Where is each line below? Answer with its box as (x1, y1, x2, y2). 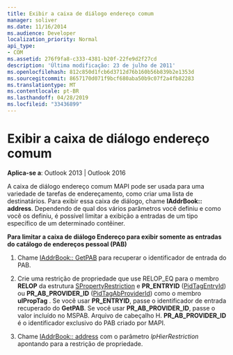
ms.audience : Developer (7, 29, 77, 37)
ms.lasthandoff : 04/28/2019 (7, 95, 89, 102)
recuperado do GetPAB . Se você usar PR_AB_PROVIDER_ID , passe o (17, 303, 216, 312)
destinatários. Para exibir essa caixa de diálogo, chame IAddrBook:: (7, 196, 203, 205)
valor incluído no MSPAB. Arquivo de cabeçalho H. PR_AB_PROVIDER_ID (17, 311, 227, 319)
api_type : (7, 42, 36, 49)
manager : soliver (7, 17, 58, 24)
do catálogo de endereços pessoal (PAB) (7, 239, 127, 248)
